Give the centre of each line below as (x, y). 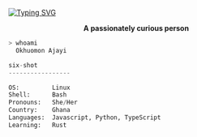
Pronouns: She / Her (43, 103)
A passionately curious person (136, 28)
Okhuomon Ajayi (41, 50)
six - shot (23, 65)
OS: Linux (39, 88)
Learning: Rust (38, 125)
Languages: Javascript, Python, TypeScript (85, 118)
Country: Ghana (39, 110)
